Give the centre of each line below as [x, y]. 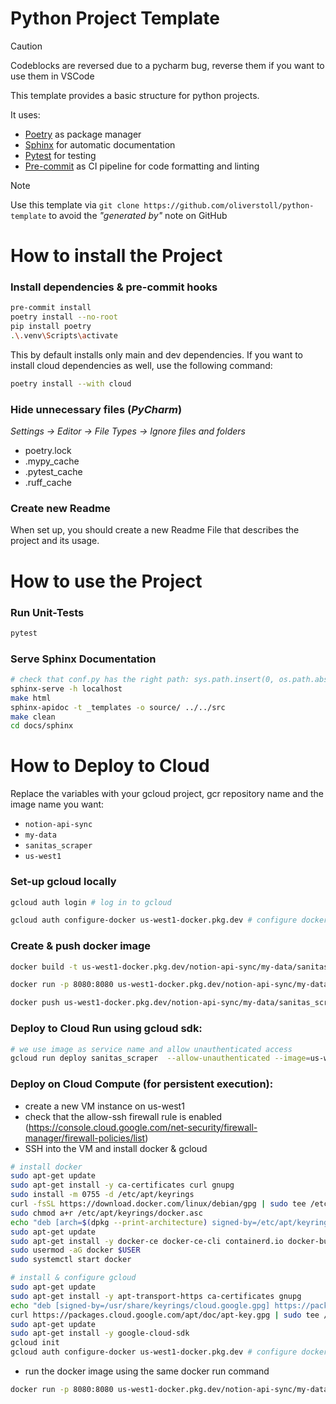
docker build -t [44, 967]
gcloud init [35, 1343]
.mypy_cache [52, 461]
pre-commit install [51, 308]
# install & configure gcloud [73, 1278]
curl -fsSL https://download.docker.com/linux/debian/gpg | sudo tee [158, 1204]
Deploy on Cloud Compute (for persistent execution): [142, 1084]
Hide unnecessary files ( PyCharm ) [96, 409]
